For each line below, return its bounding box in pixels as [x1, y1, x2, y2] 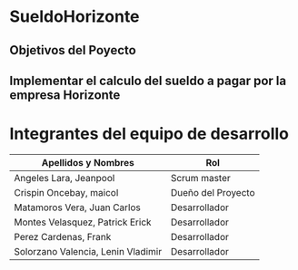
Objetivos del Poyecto [9, 43, 136, 58]
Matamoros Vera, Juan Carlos [14, 201, 141, 214]
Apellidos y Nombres [41, 156, 134, 169]
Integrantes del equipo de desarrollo [9, 124, 289, 144]
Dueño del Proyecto [170, 186, 255, 198]
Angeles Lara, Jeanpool [14, 171, 115, 184]
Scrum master [170, 171, 231, 184]
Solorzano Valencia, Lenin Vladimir [14, 245, 162, 257]
